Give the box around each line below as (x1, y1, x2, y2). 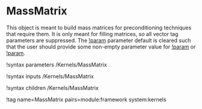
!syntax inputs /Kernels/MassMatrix (6, 72, 94, 80)
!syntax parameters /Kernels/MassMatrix (6, 61, 107, 68)
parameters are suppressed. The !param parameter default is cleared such (6, 37, 191, 44)
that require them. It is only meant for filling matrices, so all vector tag (6, 30, 179, 37)
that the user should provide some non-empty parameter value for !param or (6, 43, 196, 50)
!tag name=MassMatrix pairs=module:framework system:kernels (6, 96, 167, 103)
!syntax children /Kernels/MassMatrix (6, 84, 99, 91)
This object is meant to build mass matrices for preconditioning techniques (6, 24, 192, 31)
